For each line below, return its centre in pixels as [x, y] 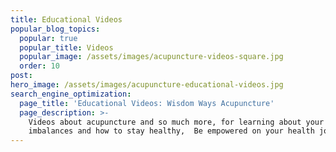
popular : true [48, 38]
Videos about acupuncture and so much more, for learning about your [176, 122]
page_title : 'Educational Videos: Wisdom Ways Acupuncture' [147, 103]
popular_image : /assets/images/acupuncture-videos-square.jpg [151, 57]
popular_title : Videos [66, 47]
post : [21, 76]
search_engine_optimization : [71, 94]
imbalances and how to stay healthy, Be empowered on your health [171, 131]
